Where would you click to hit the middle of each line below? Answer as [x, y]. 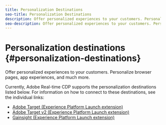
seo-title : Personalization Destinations [48, 14]
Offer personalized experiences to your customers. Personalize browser [78, 72]
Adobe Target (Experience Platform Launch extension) [68, 107]
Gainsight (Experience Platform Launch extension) [63, 118]
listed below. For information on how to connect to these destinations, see [80, 92]
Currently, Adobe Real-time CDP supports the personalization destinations [81, 87]
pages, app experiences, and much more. [47, 78]
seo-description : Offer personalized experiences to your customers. [78, 23]
